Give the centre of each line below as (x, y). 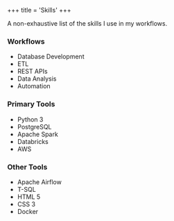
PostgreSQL (34, 126)
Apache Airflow (40, 182)
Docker (28, 211)
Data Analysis (37, 79)
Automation (34, 86)
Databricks (33, 141)
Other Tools (27, 167)
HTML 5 (29, 197)
